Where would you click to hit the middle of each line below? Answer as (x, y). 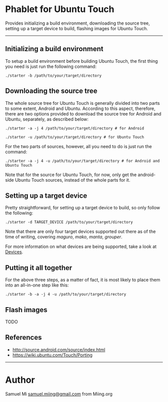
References (23, 338)
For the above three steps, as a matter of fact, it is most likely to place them (83, 280)
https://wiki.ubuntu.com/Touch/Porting (52, 355)
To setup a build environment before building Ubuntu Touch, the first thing (81, 61)
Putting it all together (39, 268)
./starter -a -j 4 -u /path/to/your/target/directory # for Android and (82, 161)
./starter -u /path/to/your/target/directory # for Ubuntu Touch (74, 137)
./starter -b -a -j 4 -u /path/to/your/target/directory (66, 295)
